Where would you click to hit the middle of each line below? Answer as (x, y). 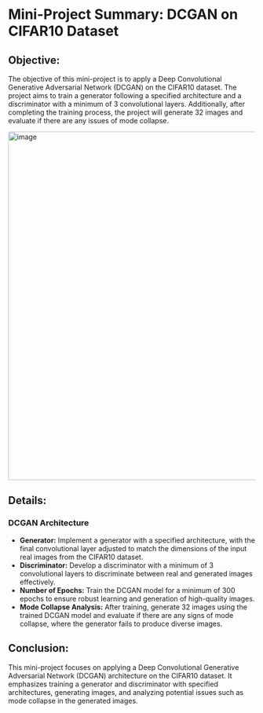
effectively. (37, 582)
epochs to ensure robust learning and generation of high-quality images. (137, 598)
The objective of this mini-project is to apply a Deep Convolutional (115, 79)
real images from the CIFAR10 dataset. (81, 557)
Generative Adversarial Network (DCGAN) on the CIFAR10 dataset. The (122, 87)
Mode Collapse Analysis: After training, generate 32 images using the (133, 607)
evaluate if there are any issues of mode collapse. (88, 121)
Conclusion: (38, 648)
